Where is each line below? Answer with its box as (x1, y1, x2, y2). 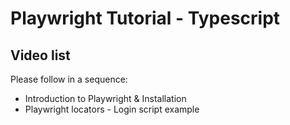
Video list (10, 47, 71, 64)
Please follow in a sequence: (10, 73, 128, 85)
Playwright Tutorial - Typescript (10, 7, 281, 30)
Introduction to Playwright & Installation (24, 93, 187, 104)
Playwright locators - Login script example (24, 103, 200, 115)
